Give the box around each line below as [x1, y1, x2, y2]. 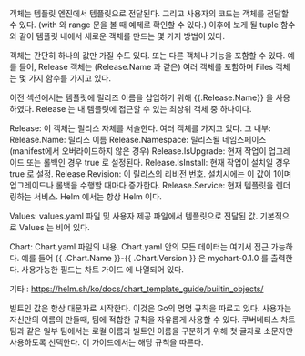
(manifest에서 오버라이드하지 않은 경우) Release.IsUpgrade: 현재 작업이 [9, 146, 267, 157]
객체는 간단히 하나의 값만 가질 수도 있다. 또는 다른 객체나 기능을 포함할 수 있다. [9, 50, 286, 61]
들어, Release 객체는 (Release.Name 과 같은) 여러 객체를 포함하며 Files [18, 62, 274, 72]
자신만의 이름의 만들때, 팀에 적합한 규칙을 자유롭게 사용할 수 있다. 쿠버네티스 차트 [9, 314, 296, 325]
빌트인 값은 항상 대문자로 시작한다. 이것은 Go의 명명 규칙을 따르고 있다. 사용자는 [9, 303, 292, 313]
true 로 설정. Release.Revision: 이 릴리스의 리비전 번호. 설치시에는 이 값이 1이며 [9, 168, 292, 179]
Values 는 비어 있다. [18, 222, 91, 232]
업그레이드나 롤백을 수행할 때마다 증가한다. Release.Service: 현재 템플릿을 [9, 180, 274, 190]
